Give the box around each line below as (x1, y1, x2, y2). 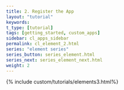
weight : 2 (6, 62, 30, 69)
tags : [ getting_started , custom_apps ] (6, 30, 100, 36)
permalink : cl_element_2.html (6, 41, 80, 47)
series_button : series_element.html (6, 52, 95, 57)
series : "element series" (6, 46, 69, 52)
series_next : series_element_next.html (6, 57, 103, 63)
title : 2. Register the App (6, 8, 75, 15)
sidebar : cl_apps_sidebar (6, 35, 69, 41)
